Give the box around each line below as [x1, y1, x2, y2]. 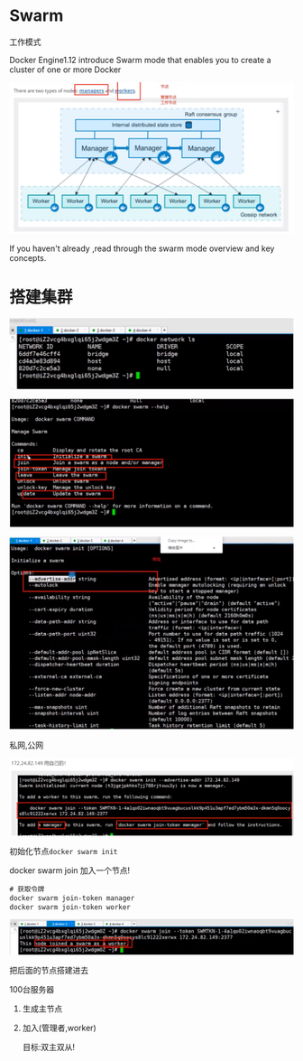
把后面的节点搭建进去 [9, 965, 88, 976]
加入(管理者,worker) [22, 1022, 96, 1034]
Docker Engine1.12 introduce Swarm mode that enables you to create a [9, 54, 272, 65]
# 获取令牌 [9, 885, 45, 894]
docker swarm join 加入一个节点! [9, 865, 131, 876]
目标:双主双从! [22, 1042, 75, 1053]
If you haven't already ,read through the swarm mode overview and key [9, 243, 275, 254]
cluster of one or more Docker [9, 64, 122, 75]
